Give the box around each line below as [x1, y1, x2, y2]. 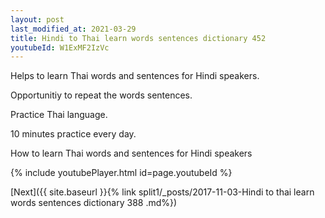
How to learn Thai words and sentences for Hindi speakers [10, 147, 253, 160]
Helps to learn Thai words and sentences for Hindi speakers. [10, 70, 260, 82]
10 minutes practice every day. [10, 128, 137, 140]
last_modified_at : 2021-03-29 [10, 24, 137, 34]
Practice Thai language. [10, 109, 108, 121]
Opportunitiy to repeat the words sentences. [10, 89, 193, 101]
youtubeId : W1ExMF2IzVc [10, 42, 110, 53]
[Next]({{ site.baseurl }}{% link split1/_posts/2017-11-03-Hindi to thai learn [10, 186, 315, 198]
